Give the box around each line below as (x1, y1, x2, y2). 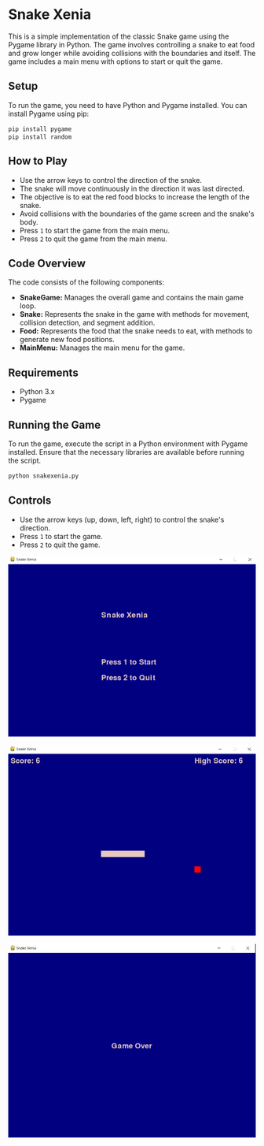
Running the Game (8, 418, 101, 431)
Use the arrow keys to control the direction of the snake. (19, 175, 203, 184)
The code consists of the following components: (8, 277, 165, 287)
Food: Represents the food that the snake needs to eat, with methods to (19, 326, 253, 336)
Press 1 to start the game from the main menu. (19, 225, 170, 235)
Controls (8, 494, 52, 508)
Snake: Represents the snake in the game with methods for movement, (19, 310, 250, 319)
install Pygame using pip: (8, 109, 90, 118)
